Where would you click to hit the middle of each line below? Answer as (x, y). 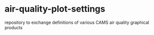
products (14, 27)
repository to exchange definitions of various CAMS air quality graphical (77, 22)
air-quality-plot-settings (55, 9)
